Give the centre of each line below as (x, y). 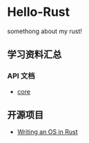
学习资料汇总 (34, 55)
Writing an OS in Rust (47, 132)
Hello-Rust (39, 12)
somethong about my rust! (45, 31)
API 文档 (21, 76)
